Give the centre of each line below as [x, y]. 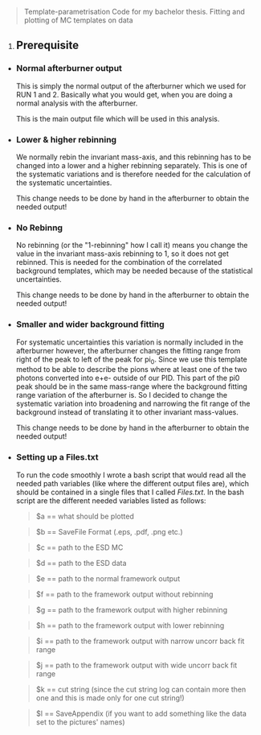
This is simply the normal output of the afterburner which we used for [131, 86]
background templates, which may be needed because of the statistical [134, 271]
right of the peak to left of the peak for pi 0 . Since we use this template [131, 360]
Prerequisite [47, 45]
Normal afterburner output [69, 68]
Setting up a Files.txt [57, 457]
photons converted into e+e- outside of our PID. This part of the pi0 [128, 378]
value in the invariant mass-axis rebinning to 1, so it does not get [122, 254]
